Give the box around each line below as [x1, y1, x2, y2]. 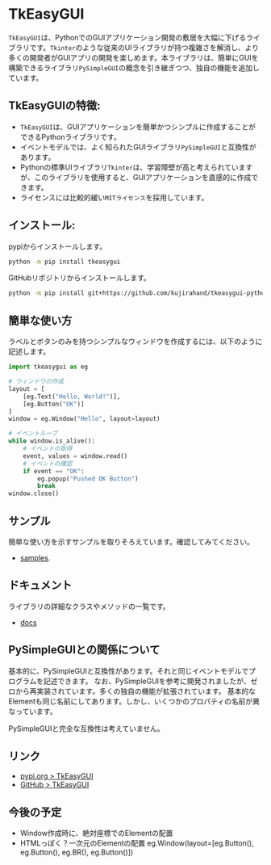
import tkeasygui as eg [8, 363, 89, 372]
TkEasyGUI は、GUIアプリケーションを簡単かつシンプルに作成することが [19, 122, 256, 132]
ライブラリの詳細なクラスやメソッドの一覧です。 [8, 601, 171, 611]
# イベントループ [8, 430, 58, 438]
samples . [19, 552, 51, 562]
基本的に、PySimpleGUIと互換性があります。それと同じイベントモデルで [8, 666, 249, 675]
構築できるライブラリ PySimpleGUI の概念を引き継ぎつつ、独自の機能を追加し [8, 62, 260, 73]
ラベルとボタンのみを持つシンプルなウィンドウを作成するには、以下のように [8, 337, 263, 346]
